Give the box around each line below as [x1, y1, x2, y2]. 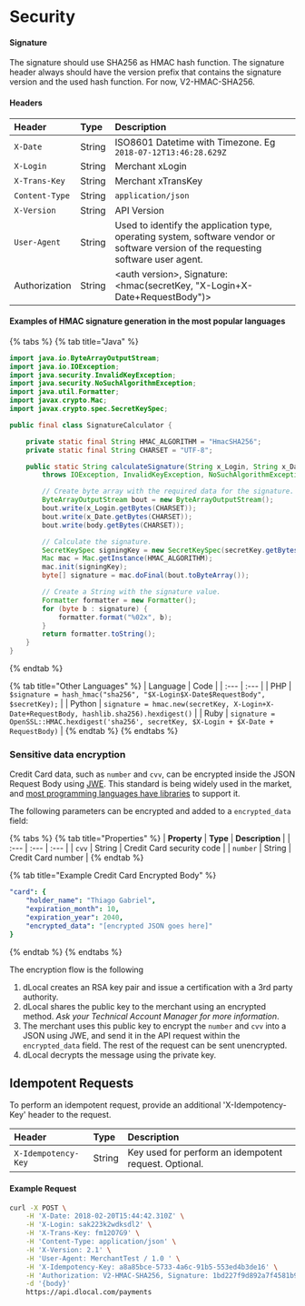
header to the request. [27, 1110, 112, 1120]
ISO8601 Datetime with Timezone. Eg [114, 136, 276, 148]
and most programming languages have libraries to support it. [9, 789, 241, 799]
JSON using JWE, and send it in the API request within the [22, 1030, 241, 1040]
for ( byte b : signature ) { [42, 604, 148, 613]
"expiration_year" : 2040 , [25, 912, 124, 922]
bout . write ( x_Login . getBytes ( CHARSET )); [42, 504, 197, 513]
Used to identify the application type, [114, 218, 272, 231]
